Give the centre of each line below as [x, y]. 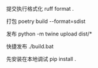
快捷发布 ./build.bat [30, 46]
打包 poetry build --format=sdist [46, 21]
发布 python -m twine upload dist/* [49, 34]
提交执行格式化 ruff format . [40, 9]
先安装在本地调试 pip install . [41, 59]
